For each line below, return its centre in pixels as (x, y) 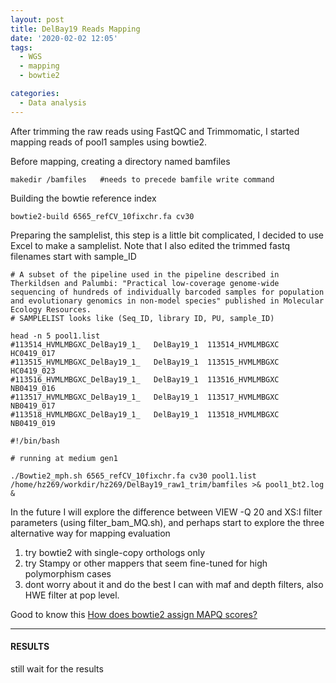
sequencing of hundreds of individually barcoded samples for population (167, 292)
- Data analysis (53, 102)
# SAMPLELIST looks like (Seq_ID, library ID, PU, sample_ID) (142, 318)
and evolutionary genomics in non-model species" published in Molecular (167, 301)
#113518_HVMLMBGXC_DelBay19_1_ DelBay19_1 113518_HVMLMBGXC (145, 414)
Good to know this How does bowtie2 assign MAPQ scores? (134, 614)
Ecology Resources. (51, 309)
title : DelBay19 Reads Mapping (75, 29)
